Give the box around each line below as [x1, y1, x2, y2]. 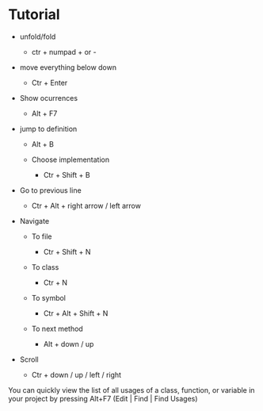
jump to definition [19, 124, 78, 133]
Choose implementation [31, 155, 109, 164]
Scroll [19, 355, 39, 364]
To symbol [31, 293, 66, 302]
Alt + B [31, 139, 54, 148]
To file [31, 232, 52, 241]
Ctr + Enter [31, 78, 68, 87]
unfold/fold [19, 32, 56, 41]
